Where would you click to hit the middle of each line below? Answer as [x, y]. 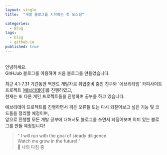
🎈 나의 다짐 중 [31, 147]
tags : [11, 33]
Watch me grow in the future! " [49, 141]
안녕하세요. [16, 67]
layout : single [21, 10]
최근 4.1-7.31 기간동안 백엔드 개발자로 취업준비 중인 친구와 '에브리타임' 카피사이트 [84, 83]
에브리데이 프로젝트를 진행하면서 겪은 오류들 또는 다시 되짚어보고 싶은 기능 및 [80, 107]
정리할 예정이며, [34, 113]
